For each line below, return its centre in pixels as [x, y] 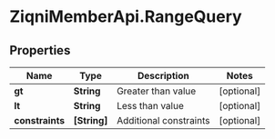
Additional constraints [163, 120]
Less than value [150, 106]
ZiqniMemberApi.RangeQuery [126, 17]
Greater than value [157, 91]
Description [163, 76]
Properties [40, 50]
